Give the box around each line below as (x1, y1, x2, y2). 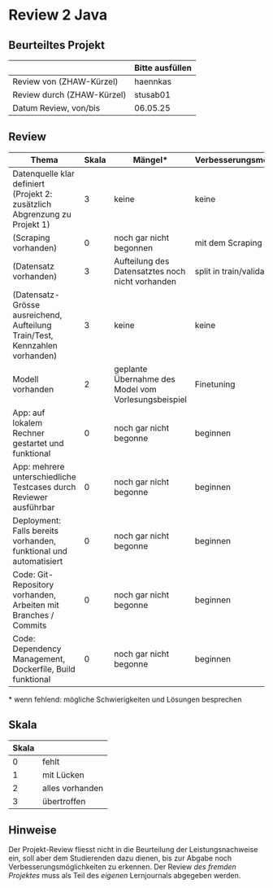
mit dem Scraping (194, 237, 262, 248)
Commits (12, 619, 47, 631)
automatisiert (12, 555, 63, 566)
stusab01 (133, 90, 171, 100)
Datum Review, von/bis (12, 103, 100, 113)
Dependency (12, 643, 62, 654)
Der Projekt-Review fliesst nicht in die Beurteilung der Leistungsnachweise (8, 845, 258, 855)
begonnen (113, 242, 153, 253)
